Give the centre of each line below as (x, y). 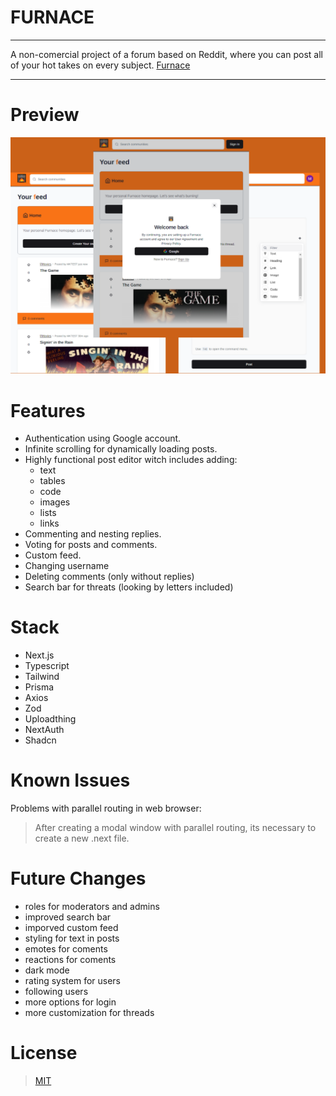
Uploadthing (50, 719)
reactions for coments (70, 960)
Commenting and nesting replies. (93, 534)
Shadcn (40, 740)
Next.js (39, 655)
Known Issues (70, 780)
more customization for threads (89, 1013)
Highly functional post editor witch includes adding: (131, 460)
